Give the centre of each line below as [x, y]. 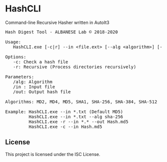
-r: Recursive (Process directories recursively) [75, 67]
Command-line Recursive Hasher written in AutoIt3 [57, 22]
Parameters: [20, 77]
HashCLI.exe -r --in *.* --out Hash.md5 [79, 122]
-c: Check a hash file [41, 62]
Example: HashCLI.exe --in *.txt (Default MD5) [64, 112]
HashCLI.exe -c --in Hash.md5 [65, 127]
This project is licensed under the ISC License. [53, 154]
